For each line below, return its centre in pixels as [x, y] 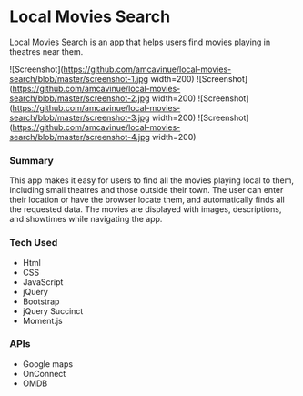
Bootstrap [41, 301]
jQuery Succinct [53, 310]
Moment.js [42, 320]
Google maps [48, 364]
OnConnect [44, 373]
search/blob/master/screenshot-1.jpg [79, 78]
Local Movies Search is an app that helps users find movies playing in [140, 42]
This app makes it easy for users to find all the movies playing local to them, [151, 180]
